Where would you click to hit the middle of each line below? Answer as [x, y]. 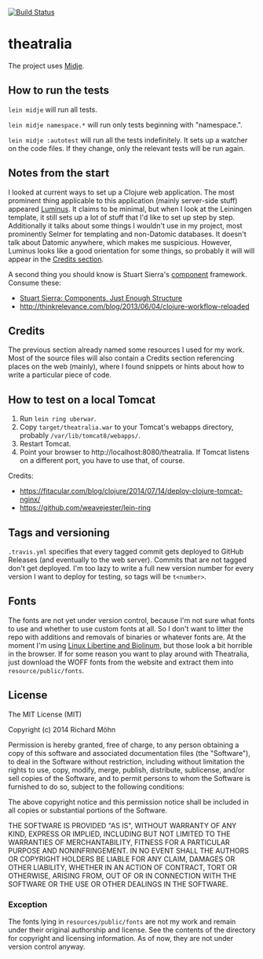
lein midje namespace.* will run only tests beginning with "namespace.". [126, 124]
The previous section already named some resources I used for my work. [126, 350]
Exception [28, 904]
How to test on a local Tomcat [82, 400]
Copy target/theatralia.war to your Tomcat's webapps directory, [126, 427]
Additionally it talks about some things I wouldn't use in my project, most [125, 225]
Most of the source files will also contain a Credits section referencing [121, 358]
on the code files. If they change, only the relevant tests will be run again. [127, 148]
